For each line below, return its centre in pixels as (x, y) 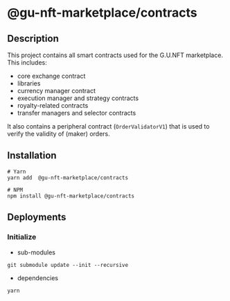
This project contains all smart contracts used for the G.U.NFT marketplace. (115, 55)
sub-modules (36, 252)
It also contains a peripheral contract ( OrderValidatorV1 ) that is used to (108, 126)
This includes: (27, 63)
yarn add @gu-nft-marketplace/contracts (68, 178)
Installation (32, 155)
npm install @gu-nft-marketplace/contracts (71, 196)
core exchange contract (51, 76)
